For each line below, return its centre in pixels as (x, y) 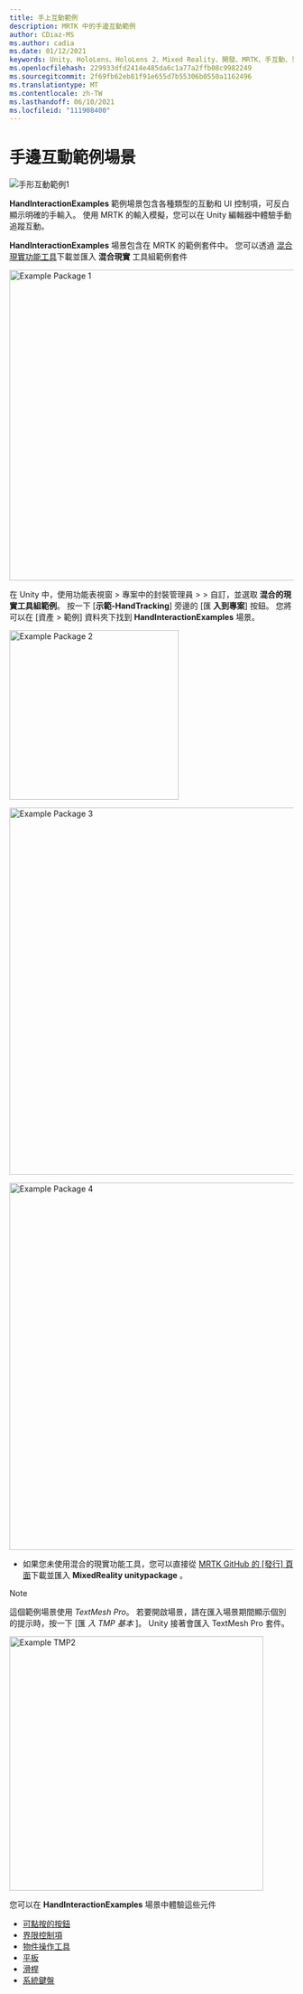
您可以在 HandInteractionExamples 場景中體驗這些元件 (113, 1905)
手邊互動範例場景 (73, 158)
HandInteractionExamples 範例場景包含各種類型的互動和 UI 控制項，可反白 (150, 203)
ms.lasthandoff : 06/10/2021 (62, 102)
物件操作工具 (46, 1947)
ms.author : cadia (42, 43)
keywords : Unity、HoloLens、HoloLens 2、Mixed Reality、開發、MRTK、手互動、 (151, 60)
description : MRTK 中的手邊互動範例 (73, 26)
